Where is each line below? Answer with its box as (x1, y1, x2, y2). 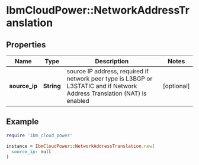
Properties (6, 40, 46, 50)
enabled (66, 97, 89, 105)
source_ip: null (11, 148, 52, 154)
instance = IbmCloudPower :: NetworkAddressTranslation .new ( (6, 143, 155, 149)
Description (95, 57, 129, 65)
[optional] (162, 82, 190, 90)
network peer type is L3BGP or (66, 75, 153, 83)
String (43, 82, 61, 90)
